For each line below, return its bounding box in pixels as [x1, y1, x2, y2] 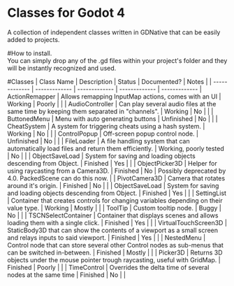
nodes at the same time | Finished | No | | [7, 271, 126, 279]
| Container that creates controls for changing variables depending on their [7, 196, 223, 204]
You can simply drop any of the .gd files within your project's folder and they [7, 56, 228, 64]
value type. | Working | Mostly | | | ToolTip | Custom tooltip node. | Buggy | [7, 203, 221, 212]
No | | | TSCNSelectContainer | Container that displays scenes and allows [7, 211, 219, 220]
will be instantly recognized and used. [7, 64, 117, 72]
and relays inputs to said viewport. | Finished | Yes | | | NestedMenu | [7, 233, 206, 242]
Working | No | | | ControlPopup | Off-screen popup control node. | [7, 129, 199, 138]
